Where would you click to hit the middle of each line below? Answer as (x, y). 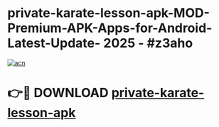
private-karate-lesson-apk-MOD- (108, 13)
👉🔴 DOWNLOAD (58, 93)
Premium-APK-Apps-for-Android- (110, 28)
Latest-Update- (54, 43)
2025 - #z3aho (148, 43)
